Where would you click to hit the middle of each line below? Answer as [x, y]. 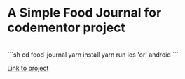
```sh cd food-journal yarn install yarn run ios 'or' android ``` [93, 55]
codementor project [67, 28]
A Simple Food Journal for [84, 13]
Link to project [28, 68]
